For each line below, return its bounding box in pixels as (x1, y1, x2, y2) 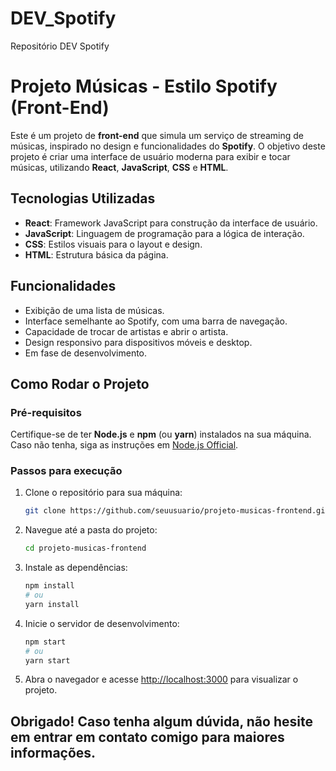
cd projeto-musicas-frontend (24, 543, 147, 554)
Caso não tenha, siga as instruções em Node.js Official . (10, 439, 239, 451)
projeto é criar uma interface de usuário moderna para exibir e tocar (10, 150, 291, 162)
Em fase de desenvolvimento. (24, 347, 148, 359)
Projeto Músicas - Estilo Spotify (10, 75, 278, 98)
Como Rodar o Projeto (10, 375, 150, 392)
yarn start (24, 655, 71, 666)
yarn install (24, 599, 80, 609)
